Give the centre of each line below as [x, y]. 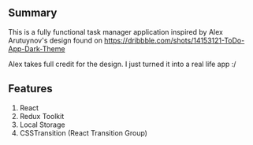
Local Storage [42, 125]
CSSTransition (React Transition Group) [84, 132]
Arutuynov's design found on [55, 40]
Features [30, 89]
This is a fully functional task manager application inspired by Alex [115, 32]
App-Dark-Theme [37, 48]
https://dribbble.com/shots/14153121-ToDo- [174, 40]
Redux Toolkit [42, 116]
